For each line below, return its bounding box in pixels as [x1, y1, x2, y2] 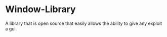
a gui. [5, 25, 17, 31]
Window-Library [5, 4, 76, 15]
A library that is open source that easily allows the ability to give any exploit [5, 20, 162, 26]
